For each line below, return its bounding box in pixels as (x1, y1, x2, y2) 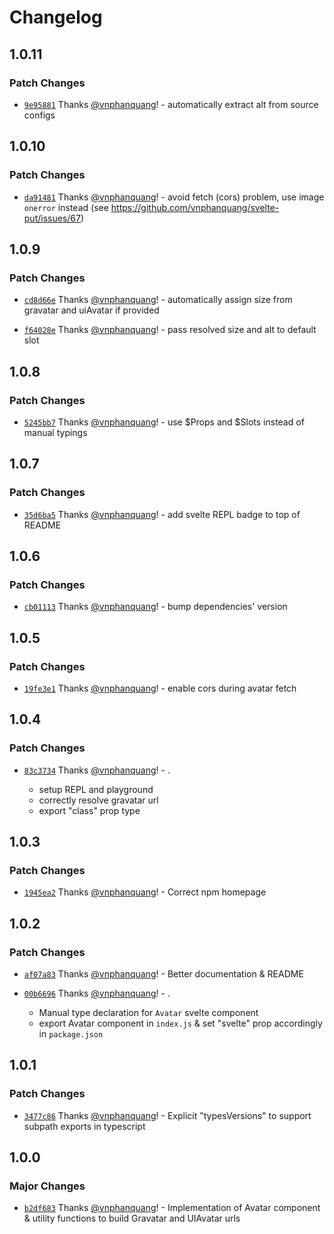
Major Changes (9, 1179, 86, 1193)
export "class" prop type (38, 804, 141, 816)
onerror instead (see (23, 201, 109, 213)
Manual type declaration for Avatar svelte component (38, 1007, 259, 1019)
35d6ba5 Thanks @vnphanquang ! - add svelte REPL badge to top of (23, 508, 301, 520)
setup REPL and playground (38, 783, 154, 795)
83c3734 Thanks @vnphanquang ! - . (23, 764, 171, 776)
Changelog (9, 6, 103, 29)
